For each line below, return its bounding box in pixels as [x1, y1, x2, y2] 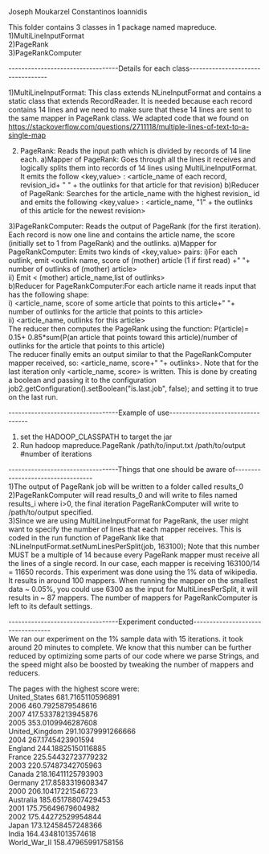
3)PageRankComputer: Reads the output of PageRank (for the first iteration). [8, 221, 261, 231]
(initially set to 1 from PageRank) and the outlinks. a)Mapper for [8, 239, 217, 248]
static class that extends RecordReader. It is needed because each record [8, 96, 253, 105]
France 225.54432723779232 [8, 752, 108, 762]
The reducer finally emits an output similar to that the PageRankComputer [8, 350, 252, 359]
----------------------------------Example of [8, 408, 156, 417]
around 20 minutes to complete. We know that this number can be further [8, 643, 252, 652]
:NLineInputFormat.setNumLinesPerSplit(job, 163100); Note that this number [8, 542, 260, 551]
